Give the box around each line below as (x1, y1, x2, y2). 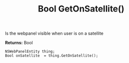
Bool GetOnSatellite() (38, 3, 125, 14)
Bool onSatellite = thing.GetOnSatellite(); (5, 53, 98, 58)
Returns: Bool (5, 40, 33, 46)
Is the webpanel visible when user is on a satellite (5, 30, 104, 37)
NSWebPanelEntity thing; (5, 49, 55, 54)
